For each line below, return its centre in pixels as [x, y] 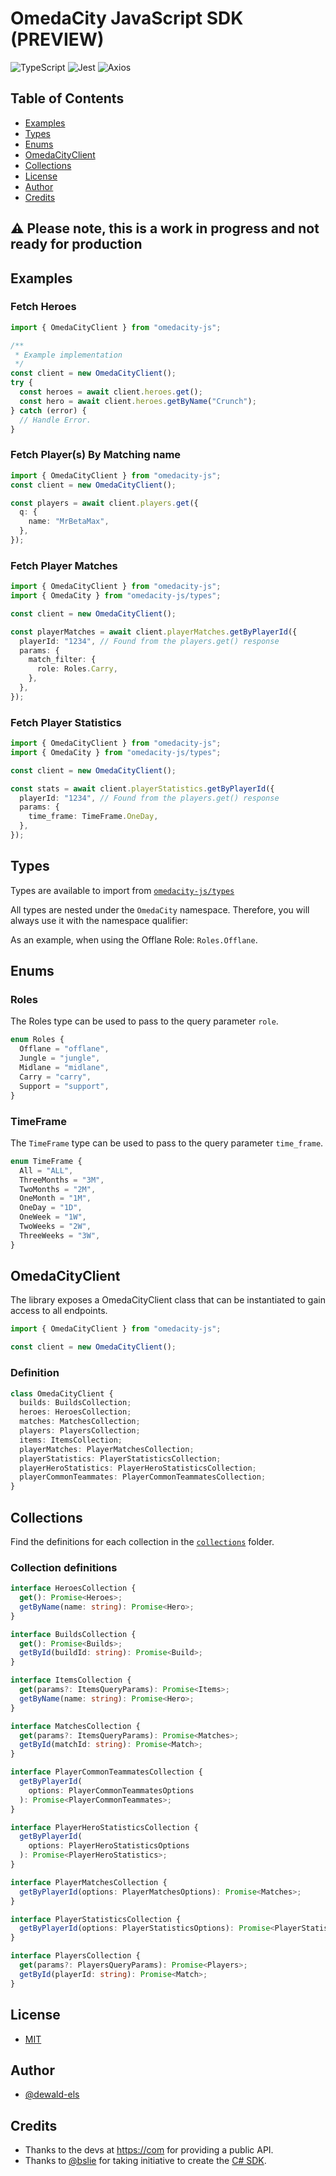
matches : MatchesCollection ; [80, 1422]
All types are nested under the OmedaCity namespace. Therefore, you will [160, 909]
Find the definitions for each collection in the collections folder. [142, 1541]
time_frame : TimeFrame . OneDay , [93, 817]
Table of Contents [67, 98]
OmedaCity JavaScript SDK [127, 18]
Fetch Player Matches [64, 565]
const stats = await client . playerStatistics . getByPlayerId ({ [142, 788]
